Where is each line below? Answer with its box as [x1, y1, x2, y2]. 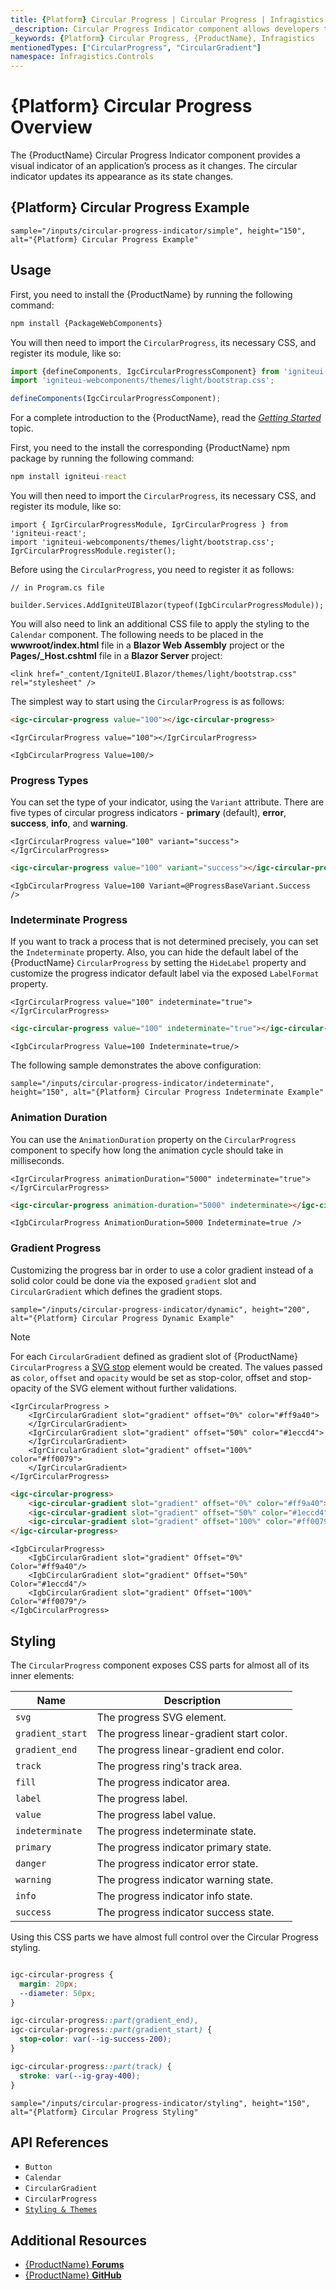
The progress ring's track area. [96, 1759, 243, 1773]
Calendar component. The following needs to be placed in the [10, 629, 264, 641]
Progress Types [10, 773, 89, 787]
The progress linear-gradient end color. [96, 1742, 285, 1756]
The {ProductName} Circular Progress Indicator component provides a [10, 149, 301, 161]
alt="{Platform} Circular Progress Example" [10, 234, 199, 245]
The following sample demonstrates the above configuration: [10, 1059, 262, 1071]
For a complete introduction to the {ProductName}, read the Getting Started [10, 412, 322, 424]
